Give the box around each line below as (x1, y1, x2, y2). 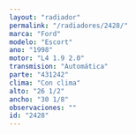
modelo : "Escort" (9, 37, 73, 47)
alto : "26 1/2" (9, 86, 65, 95)
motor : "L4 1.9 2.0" (9, 54, 86, 63)
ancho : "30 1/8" (9, 94, 69, 104)
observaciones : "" (9, 103, 77, 112)
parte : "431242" (9, 71, 69, 79)
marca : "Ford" (9, 29, 62, 38)
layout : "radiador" (9, 12, 81, 22)
